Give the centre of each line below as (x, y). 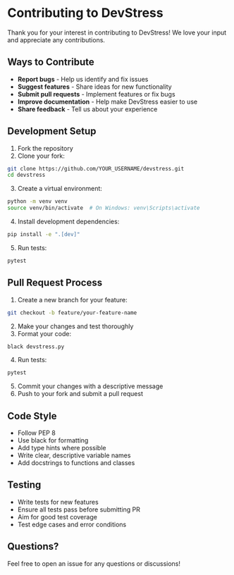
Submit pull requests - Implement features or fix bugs (96, 94)
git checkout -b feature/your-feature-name (72, 313)
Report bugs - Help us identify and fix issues (83, 79)
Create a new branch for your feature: (73, 299)
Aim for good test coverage (57, 517)
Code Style (32, 416)
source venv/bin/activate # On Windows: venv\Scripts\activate (104, 208)
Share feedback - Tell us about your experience (87, 109)
